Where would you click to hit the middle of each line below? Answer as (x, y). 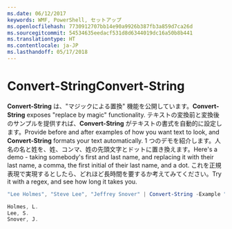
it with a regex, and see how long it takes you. (72, 181)
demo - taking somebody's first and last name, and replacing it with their (110, 157)
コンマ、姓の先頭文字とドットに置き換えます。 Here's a (139, 149)
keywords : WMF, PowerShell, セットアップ (65, 20)
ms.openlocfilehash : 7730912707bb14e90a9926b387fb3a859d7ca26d (100, 26)
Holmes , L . (23, 207)
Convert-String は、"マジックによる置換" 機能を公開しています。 (100, 106)
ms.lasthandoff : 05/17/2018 (48, 52)
